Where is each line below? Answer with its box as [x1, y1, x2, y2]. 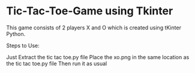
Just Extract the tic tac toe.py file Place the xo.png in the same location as [6, 53, 190, 60]
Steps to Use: [6, 42, 40, 49]
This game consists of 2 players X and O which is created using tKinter [6, 24, 182, 31]
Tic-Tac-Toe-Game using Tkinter [6, 4, 173, 18]
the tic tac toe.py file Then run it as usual [6, 60, 107, 67]
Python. [6, 30, 26, 37]
